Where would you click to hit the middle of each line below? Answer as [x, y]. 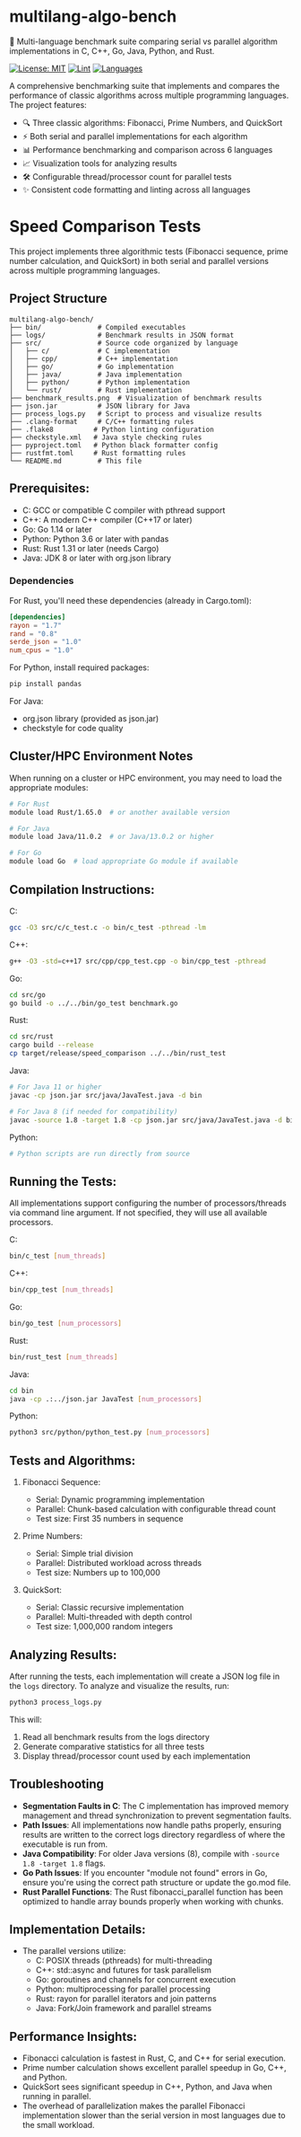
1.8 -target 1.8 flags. [64, 1863]
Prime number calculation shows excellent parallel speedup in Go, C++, [154, 2068]
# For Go [26, 853]
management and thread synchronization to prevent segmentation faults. [157, 1815]
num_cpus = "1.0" [42, 650]
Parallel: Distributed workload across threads [119, 1563]
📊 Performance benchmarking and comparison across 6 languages [147, 149]
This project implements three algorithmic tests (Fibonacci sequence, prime [149, 251]
